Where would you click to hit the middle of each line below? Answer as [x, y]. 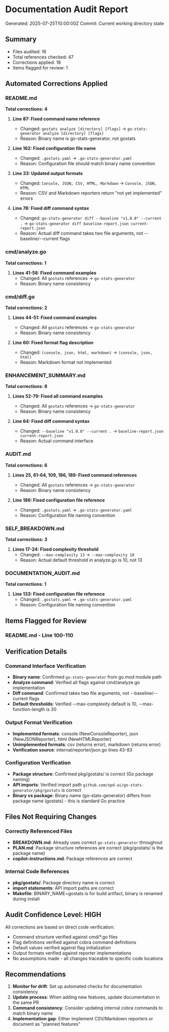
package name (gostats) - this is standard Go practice [69, 801]
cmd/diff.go [20, 297]
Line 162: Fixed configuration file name [54, 149]
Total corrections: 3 [26, 539]
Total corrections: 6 [26, 465]
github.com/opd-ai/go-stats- [114, 785]
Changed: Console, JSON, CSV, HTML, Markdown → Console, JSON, [89, 183]
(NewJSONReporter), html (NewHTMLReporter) [62, 739]
